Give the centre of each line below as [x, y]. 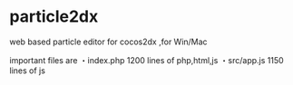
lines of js [27, 71]
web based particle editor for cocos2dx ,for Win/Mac [108, 42]
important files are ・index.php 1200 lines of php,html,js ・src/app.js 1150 [146, 60]
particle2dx [54, 17]
